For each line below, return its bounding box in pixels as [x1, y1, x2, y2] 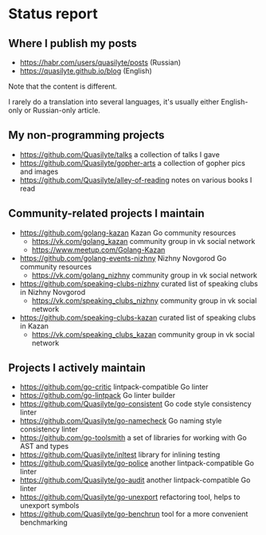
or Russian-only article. [23, 105, 101, 115]
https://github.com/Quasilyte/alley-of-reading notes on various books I [19, 175, 252, 184]
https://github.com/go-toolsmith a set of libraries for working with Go [19, 433, 247, 443]
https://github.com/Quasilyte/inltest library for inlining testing [19, 450, 221, 459]
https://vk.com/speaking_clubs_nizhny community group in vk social [31, 296, 257, 305]
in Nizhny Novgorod [19, 287, 86, 297]
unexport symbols [19, 501, 80, 510]
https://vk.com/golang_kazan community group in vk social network [31, 236, 256, 246]
